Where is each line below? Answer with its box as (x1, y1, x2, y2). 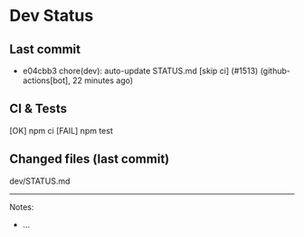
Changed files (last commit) (9, 151, 170, 167)
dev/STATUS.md (9, 175, 71, 186)
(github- (260, 65, 291, 76)
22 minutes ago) (71, 75, 134, 86)
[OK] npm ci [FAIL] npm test (9, 125, 113, 136)
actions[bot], (22, 75, 71, 86)
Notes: (9, 201, 34, 213)
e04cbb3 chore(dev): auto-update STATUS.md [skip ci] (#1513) (22, 65, 259, 76)
